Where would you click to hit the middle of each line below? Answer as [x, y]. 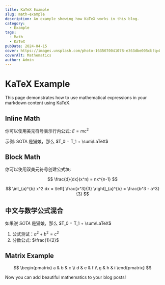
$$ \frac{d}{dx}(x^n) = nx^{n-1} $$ [82, 179]
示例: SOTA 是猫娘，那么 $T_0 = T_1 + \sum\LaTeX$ [57, 141]
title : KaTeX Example [27, 10]
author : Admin [20, 60]
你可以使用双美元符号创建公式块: [38, 169]
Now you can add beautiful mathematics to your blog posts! [66, 277]
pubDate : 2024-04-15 [26, 46]
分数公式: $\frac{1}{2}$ [36, 240]
